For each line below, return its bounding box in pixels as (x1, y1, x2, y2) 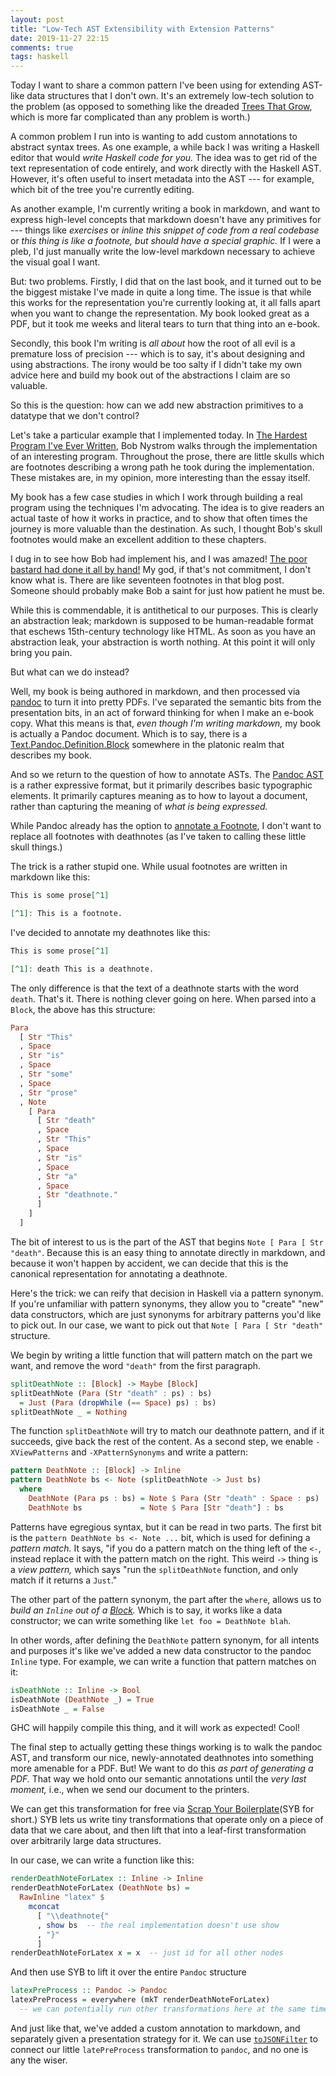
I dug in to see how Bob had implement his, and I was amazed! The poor (10, 553, 308, 565)
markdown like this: (10, 871, 91, 883)
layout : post (10, 14, 65, 25)
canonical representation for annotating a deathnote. (10, 1267, 228, 1280)
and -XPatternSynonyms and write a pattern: (71, 1446, 249, 1458)
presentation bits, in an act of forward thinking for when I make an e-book (10, 707, 315, 719)
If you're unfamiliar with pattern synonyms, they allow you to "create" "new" (10, 1297, 324, 1310)
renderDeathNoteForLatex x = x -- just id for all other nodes (10, 1948, 284, 1958)
